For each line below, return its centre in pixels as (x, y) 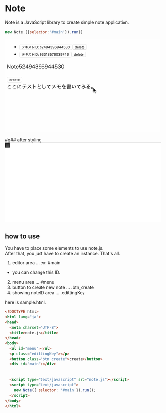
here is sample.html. (26, 302)
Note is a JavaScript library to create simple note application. (67, 22)
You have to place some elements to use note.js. (54, 248)
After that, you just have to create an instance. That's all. (62, 254)
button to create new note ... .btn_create (53, 287)
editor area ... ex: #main (36, 263)
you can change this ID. (36, 272)
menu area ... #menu (33, 282)
